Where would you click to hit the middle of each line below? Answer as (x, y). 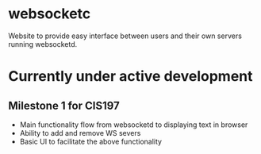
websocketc (50, 14)
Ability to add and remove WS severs (80, 133)
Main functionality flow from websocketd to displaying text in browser (134, 125)
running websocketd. (43, 44)
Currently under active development (130, 77)
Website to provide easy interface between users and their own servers (125, 36)
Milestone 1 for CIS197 (64, 105)
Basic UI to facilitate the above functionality (91, 141)
